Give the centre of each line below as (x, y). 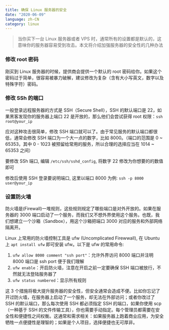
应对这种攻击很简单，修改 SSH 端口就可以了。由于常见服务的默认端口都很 (81, 131)
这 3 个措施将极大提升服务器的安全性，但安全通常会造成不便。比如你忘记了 (83, 291)
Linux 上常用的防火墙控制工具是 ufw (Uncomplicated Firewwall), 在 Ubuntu (82, 238)
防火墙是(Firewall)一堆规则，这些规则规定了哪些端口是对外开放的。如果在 (81, 209)
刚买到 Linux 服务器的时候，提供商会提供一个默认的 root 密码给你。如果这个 (83, 71)
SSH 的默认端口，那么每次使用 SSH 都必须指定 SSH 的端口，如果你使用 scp (83, 304)
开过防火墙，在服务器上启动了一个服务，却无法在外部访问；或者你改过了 (80, 297)
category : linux (22, 24)
